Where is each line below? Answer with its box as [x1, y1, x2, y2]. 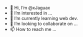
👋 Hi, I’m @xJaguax [9, 5, 50, 10]
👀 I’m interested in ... [9, 10, 52, 16]
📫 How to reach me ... [9, 26, 56, 32]
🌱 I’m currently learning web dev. [9, 15, 78, 21]
